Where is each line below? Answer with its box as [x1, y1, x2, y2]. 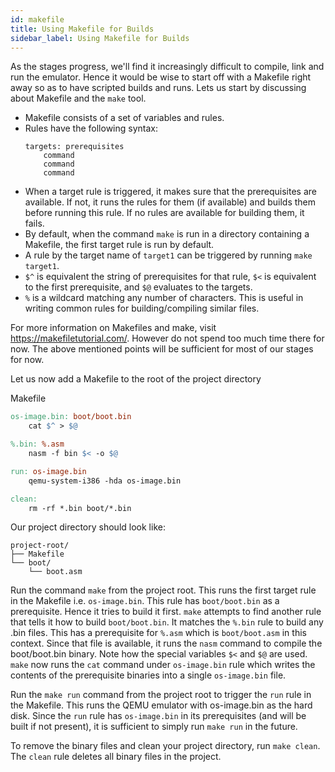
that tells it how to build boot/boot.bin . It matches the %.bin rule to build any [10, 616, 324, 628]
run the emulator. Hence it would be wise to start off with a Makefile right [10, 71, 312, 83]
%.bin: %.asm [10, 439, 65, 450]
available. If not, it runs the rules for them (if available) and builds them [24, 196, 317, 208]
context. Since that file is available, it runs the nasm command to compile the [10, 637, 323, 650]
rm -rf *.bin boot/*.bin [28, 503, 132, 513]
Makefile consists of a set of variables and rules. [24, 112, 225, 124]
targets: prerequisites [24, 142, 125, 152]
